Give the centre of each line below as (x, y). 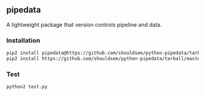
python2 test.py (27, 87)
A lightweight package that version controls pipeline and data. (84, 24)
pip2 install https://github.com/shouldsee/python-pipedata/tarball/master (105, 58)
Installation (23, 40)
